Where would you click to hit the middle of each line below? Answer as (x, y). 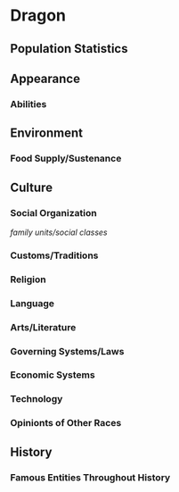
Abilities (28, 104)
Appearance (45, 78)
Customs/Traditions (54, 255)
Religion (28, 279)
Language (33, 303)
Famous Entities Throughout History (90, 477)
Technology (37, 399)
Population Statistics (69, 49)
